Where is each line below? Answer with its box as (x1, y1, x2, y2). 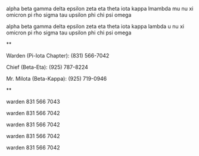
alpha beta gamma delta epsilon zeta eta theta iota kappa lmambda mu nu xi (6, 5, 194, 12)
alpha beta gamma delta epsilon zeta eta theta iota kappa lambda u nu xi (6, 23, 185, 30)
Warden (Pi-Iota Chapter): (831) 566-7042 (6, 52, 110, 59)
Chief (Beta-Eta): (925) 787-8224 (6, 63, 88, 71)
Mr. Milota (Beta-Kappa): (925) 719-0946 (6, 75, 107, 82)
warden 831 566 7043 (6, 98, 61, 105)
